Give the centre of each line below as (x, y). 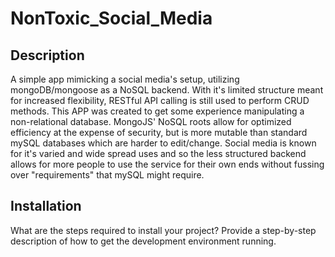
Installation (46, 206)
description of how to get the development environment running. (143, 241)
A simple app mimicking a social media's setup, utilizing (125, 79)
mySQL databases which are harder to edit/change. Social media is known (163, 143)
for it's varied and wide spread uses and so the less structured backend (158, 153)
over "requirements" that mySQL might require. (107, 175)
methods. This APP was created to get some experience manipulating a (157, 111)
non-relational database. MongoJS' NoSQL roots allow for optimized (151, 121)
